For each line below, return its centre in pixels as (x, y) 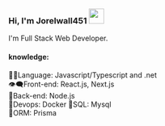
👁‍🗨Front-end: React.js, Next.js (61, 84)
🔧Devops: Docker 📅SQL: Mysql (60, 104)
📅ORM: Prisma (32, 112)
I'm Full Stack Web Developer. (58, 38)
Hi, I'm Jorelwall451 (48, 20)
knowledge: (29, 57)
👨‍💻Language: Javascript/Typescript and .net (83, 75)
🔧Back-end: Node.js (42, 95)
